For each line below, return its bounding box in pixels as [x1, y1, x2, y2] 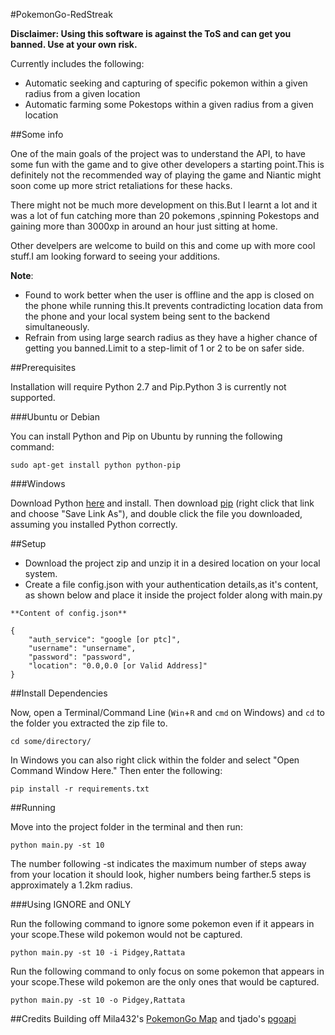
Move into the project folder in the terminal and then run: [10, 821, 243, 833]
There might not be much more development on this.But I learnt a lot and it [10, 199, 318, 211]
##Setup [10, 538, 47, 549]
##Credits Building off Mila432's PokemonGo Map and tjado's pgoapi [10, 1013, 297, 1024]
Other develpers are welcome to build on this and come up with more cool [10, 240, 316, 251]
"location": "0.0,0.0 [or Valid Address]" [28, 661, 208, 671]
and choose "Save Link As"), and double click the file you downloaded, [10, 508, 303, 519]
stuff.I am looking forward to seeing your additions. [10, 250, 221, 262]
